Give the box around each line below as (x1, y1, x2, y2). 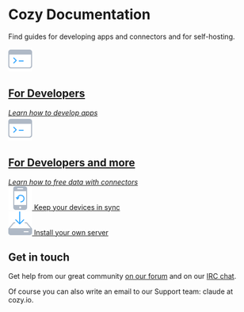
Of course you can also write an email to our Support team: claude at (8, 287, 234, 296)
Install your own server (33, 227, 109, 237)
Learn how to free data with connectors (8, 177, 139, 187)
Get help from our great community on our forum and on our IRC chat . (8, 272, 237, 281)
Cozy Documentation (8, 6, 151, 24)
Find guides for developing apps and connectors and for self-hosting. (8, 32, 235, 41)
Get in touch (8, 250, 70, 264)
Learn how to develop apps (8, 108, 98, 117)
